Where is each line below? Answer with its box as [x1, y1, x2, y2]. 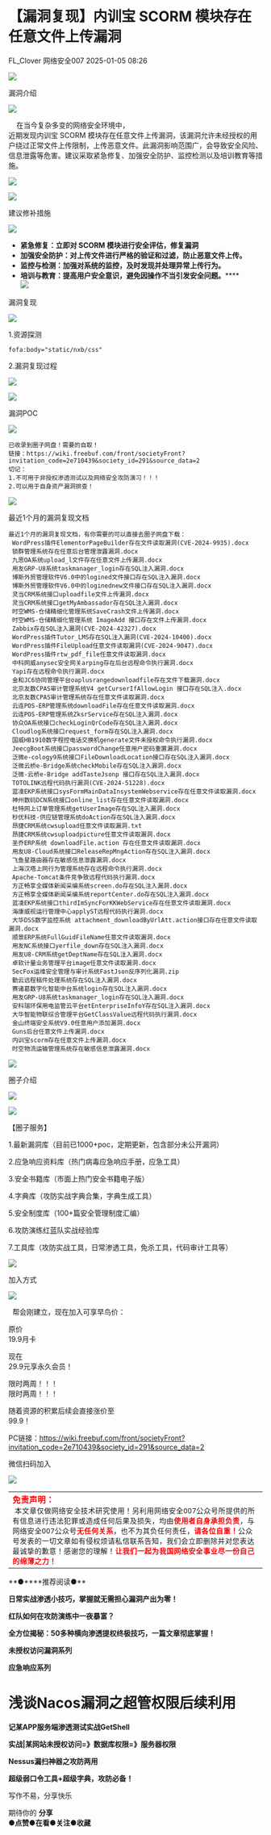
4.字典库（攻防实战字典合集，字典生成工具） [8, 1191, 156, 1201]
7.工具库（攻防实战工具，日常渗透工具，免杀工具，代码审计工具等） [8, 1242, 233, 1252]
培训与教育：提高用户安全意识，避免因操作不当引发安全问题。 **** [19, 270, 240, 280]
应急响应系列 [8, 1662, 51, 1672]
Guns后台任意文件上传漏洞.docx [11, 1027, 105, 1035]
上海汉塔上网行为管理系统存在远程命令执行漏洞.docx [11, 864, 163, 872]
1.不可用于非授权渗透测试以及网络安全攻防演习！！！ [8, 474, 160, 482]
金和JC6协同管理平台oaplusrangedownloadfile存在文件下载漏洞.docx [11, 675, 220, 684]
